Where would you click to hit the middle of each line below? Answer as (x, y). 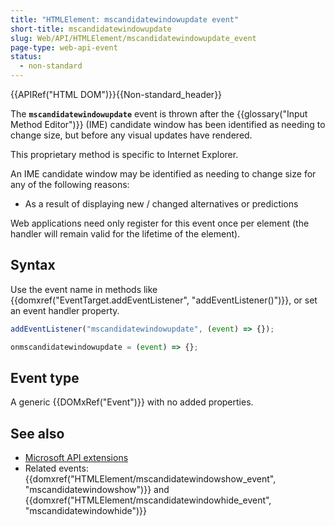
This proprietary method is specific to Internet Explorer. (124, 154)
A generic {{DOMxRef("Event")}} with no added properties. (132, 402)
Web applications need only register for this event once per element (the (160, 223)
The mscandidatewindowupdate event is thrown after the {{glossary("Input (159, 114)
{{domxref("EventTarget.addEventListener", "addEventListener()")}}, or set (164, 300)
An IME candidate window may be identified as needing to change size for (163, 174)
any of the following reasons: (70, 184)
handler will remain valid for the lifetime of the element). (125, 234)
